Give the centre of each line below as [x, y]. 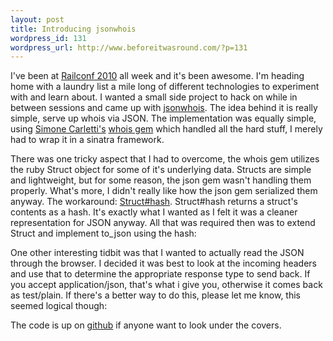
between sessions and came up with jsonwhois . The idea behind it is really [164, 108]
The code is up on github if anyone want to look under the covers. [146, 325]
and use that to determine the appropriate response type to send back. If [160, 274]
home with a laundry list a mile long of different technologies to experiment [165, 87]
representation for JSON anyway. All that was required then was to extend [163, 223]
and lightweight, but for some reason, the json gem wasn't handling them [161, 180]
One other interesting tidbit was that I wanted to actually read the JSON [157, 253]
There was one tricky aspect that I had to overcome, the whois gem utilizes [165, 159]
